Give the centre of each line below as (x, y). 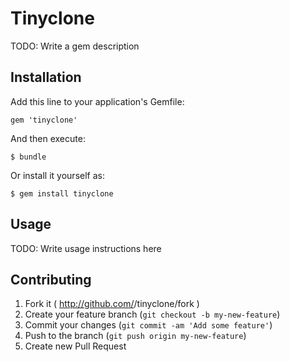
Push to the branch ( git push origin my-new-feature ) (135, 336)
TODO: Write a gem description (75, 46)
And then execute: (48, 138)
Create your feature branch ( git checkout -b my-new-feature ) (152, 314)
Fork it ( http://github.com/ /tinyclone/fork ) (112, 304)
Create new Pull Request (75, 346)
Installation (46, 77)
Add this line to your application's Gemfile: (97, 101)
